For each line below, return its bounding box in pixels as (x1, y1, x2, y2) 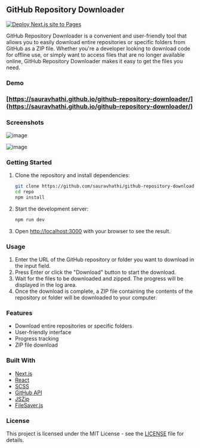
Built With (6, 356, 36, 364)
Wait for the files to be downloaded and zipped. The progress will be (14, 275, 184, 282)
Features (6, 308, 33, 317)
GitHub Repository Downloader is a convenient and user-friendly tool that (6, 32, 187, 39)
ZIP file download (14, 341, 59, 348)
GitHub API (14, 389, 42, 396)
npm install (14, 194, 45, 200)
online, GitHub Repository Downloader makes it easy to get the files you (6, 57, 183, 64)
